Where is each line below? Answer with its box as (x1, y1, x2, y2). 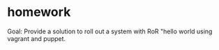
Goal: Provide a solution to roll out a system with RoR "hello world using (7, 27, 213, 35)
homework (7, 4, 71, 20)
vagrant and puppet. (7, 34, 66, 42)
